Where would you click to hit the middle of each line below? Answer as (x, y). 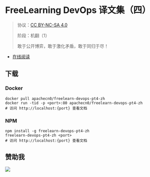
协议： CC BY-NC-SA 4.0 (42, 25)
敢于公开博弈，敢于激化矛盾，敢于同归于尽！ (63, 46)
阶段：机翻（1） (33, 35)
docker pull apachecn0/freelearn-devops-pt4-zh (55, 98)
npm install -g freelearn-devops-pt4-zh (48, 131)
